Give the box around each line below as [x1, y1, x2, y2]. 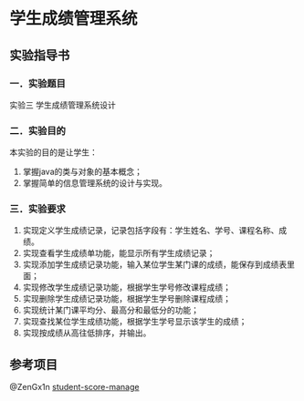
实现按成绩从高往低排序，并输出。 [22, 327, 152, 338]
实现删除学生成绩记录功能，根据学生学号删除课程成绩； [22, 293, 231, 304]
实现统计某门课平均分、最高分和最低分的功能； [22, 304, 199, 315]
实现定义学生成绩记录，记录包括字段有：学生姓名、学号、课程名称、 [22, 225, 279, 236]
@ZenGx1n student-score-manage [9, 382, 140, 393]
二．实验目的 [9, 124, 67, 137]
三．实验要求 [9, 202, 67, 215]
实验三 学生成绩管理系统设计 [9, 99, 116, 110]
